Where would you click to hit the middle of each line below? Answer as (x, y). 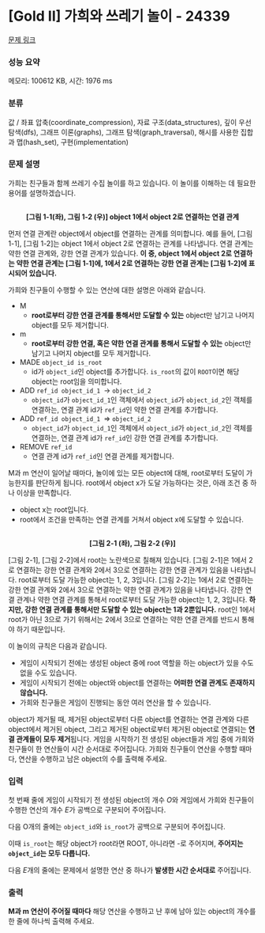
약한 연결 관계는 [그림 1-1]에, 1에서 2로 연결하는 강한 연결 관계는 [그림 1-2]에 (131, 263)
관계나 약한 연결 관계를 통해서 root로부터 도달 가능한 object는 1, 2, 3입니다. (132, 599)
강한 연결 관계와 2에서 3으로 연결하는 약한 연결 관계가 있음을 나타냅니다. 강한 (126, 590)
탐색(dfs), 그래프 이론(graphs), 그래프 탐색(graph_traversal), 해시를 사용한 (123, 132)
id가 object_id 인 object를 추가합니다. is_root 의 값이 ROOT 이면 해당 (135, 371)
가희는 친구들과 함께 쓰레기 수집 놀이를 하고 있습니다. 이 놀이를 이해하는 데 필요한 (132, 183)
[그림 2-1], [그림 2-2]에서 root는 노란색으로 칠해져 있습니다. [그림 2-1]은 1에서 (127, 559)
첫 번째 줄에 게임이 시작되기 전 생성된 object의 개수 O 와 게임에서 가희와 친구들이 (131, 800)
